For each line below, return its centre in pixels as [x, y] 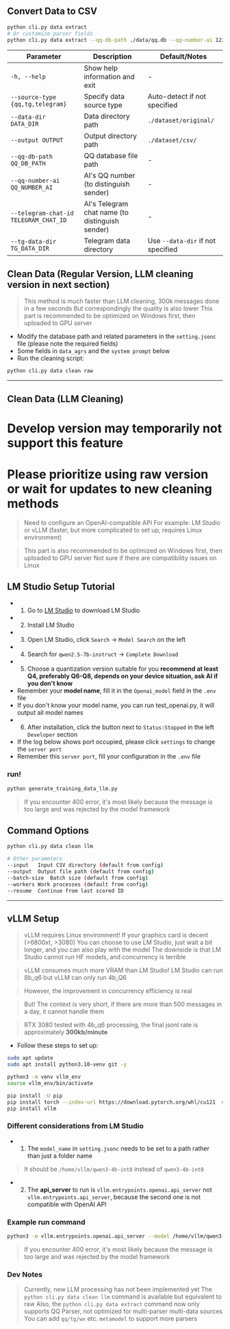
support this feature [65, 443]
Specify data [104, 97]
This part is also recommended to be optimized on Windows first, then [123, 550]
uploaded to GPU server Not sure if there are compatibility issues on [120, 558]
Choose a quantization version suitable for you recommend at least [123, 669]
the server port [39, 749]
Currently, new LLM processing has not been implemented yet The [118, 1289]
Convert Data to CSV [52, 11]
